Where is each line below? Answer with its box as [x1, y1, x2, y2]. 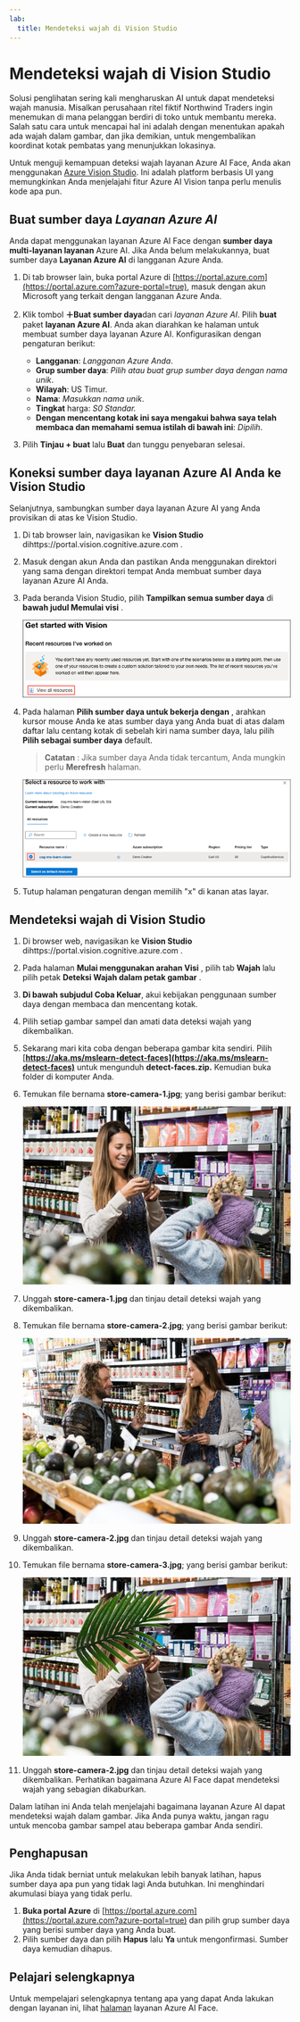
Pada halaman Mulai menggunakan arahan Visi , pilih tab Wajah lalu [21, 962, 276, 973]
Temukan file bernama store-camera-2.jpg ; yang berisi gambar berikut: [21, 1320, 288, 1331]
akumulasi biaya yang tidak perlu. [9, 1888, 132, 1899]
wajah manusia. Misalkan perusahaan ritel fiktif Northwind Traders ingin [9, 103, 273, 113]
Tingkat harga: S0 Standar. [35, 403, 137, 414]
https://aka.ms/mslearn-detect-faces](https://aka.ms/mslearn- [25, 1053, 270, 1063]
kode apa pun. [9, 186, 62, 196]
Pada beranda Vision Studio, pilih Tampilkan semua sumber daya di [21, 593, 274, 603]
